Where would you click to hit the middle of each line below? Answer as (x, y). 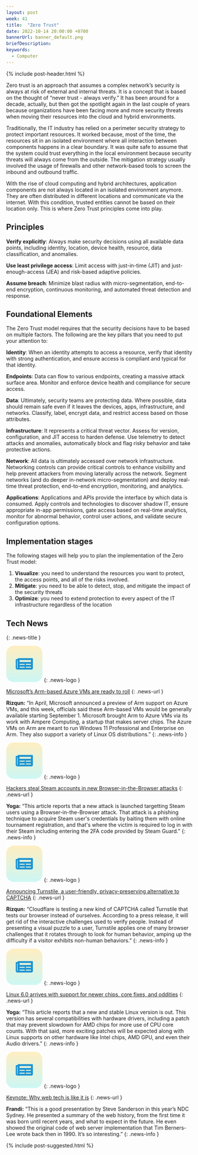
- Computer (25, 56)
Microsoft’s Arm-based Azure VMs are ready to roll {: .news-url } (85, 691)
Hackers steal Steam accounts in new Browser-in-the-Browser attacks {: (95, 788)
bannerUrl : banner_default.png (45, 38)
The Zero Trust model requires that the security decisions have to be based (98, 329)
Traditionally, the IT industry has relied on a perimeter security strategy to (95, 128)
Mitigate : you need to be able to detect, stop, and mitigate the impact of (103, 586)
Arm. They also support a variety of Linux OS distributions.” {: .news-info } (97, 734)
